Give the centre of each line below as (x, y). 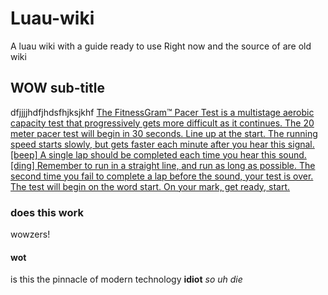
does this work (47, 212)
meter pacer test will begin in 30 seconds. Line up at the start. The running (164, 133)
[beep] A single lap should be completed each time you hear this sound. (158, 154)
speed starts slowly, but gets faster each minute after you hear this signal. (162, 144)
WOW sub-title (57, 88)
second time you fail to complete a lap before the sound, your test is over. (162, 176)
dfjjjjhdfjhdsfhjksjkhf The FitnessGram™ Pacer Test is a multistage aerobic (162, 112)
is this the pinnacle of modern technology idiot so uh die (126, 279)
